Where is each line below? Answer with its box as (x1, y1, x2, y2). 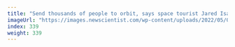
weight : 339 (7, 29, 42, 37)
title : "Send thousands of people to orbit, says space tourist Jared (7, 10, 218, 17)
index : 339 (7, 23, 39, 30)
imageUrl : (7, 17, 36, 23)
